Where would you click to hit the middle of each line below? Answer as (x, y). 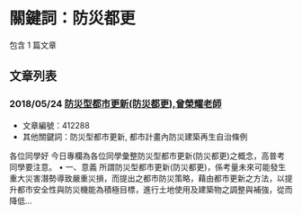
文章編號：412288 (56, 125)
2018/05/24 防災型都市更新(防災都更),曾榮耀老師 (115, 104)
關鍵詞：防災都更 (73, 18)
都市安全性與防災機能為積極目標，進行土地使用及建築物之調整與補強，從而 (155, 189)
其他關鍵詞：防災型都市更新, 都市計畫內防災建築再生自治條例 (135, 137)
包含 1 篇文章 (33, 45)
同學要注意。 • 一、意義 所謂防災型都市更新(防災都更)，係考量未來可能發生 (147, 166)
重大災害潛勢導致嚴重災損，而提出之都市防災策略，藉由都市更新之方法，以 (147, 178)
